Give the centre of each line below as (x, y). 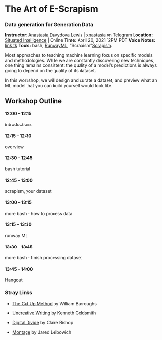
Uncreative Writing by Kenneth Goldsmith (54, 313)
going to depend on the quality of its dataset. (51, 71)
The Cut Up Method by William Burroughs (54, 303)
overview (14, 147)
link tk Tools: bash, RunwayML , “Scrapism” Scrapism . (59, 46)
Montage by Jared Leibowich (42, 332)
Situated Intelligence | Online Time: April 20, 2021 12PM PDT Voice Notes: (80, 40)
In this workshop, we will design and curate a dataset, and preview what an (81, 80)
